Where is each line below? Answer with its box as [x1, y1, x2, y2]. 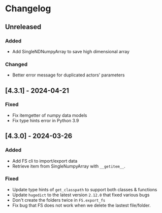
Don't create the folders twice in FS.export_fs [12, 197, 106, 203]
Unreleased [5, 23, 42, 31]
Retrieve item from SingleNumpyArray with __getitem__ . [12, 163, 126, 169]
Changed [5, 61, 28, 68]
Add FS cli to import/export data [12, 158, 78, 164]
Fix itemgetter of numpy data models [12, 112, 87, 118]
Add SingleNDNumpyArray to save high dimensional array [12, 48, 130, 54]
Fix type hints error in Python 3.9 [12, 117, 79, 123]
